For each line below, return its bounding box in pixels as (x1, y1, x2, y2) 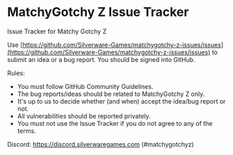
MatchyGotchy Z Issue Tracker (7, 4, 189, 20)
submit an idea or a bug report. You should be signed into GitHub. (7, 55, 195, 63)
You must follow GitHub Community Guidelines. (17, 82, 154, 90)
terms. (17, 127, 36, 135)
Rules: (7, 69, 26, 77)
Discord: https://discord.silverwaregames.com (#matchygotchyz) (7, 140, 194, 148)
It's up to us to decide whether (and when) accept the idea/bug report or (17, 97, 226, 105)
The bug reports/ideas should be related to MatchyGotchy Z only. (17, 90, 205, 98)
